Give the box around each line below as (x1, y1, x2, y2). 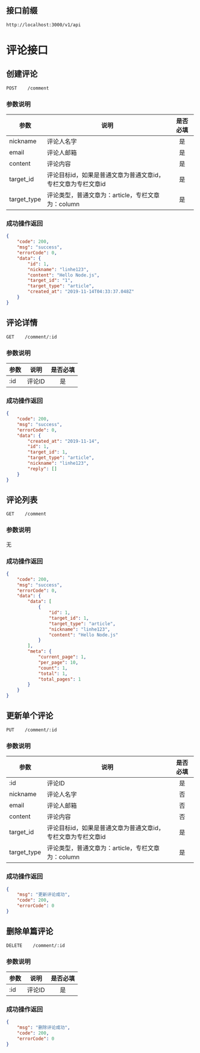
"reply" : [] (27, 465, 58, 472)
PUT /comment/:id (6, 726, 58, 733)
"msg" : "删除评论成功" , (17, 1024, 70, 1031)
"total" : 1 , (37, 670, 68, 676)
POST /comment (6, 85, 49, 91)
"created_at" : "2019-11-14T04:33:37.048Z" (27, 288, 135, 295)
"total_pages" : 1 (37, 676, 82, 682)
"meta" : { (27, 648, 52, 654)
